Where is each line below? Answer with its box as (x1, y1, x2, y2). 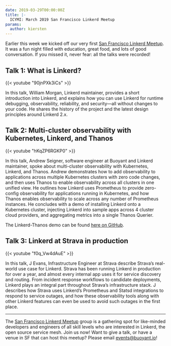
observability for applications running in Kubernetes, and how (19, 190, 149, 196)
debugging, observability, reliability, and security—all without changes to (5, 100, 158, 106)
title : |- (5, 12, 26, 17)
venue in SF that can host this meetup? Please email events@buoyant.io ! (5, 334, 158, 340)
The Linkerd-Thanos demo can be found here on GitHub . (5, 222, 125, 228)
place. (5, 304, 19, 310)
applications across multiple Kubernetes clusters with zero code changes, (5, 174, 160, 180)
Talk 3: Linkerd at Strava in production (5, 237, 129, 245)
